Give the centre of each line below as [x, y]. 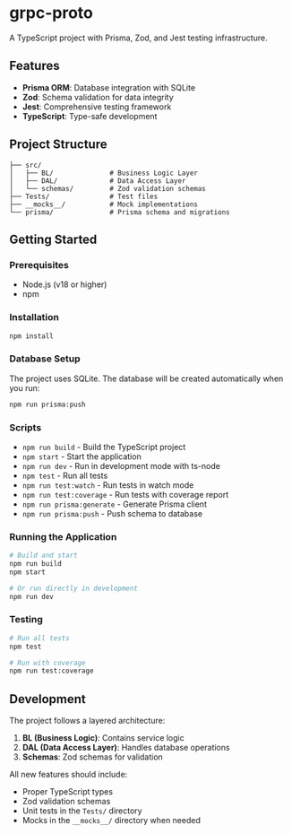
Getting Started [53, 239]
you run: [25, 387]
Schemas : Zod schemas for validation [92, 757]
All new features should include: [69, 775]
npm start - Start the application [82, 456]
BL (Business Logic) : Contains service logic [103, 738]
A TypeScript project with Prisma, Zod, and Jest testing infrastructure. [138, 38]
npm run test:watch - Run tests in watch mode [108, 485]
